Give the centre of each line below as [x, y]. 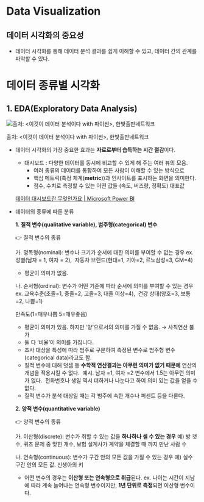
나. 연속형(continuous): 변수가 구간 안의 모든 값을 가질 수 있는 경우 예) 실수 [104, 457]
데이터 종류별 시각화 [53, 86]
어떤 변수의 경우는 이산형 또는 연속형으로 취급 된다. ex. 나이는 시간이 [104, 478]
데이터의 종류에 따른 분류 [44, 211]
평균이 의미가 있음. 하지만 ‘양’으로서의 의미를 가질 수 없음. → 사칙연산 [106, 327]
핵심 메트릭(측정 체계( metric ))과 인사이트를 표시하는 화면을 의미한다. [115, 178]
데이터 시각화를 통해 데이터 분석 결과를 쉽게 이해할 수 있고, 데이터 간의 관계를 [106, 51]
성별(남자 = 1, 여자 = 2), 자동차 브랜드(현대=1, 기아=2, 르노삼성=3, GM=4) [104, 260]
